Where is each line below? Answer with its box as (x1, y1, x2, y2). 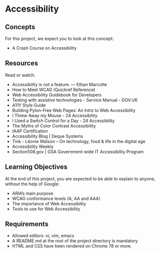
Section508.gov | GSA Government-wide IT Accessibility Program (12, 148, 144, 154)
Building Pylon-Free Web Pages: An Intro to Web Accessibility (12, 107, 136, 113)
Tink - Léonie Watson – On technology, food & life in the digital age (12, 138, 145, 144)
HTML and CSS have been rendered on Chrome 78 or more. (12, 243, 132, 249)
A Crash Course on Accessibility (12, 45, 77, 51)
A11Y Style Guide (12, 102, 46, 108)
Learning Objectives (5, 163, 68, 171)
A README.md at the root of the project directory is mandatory (12, 238, 138, 244)
